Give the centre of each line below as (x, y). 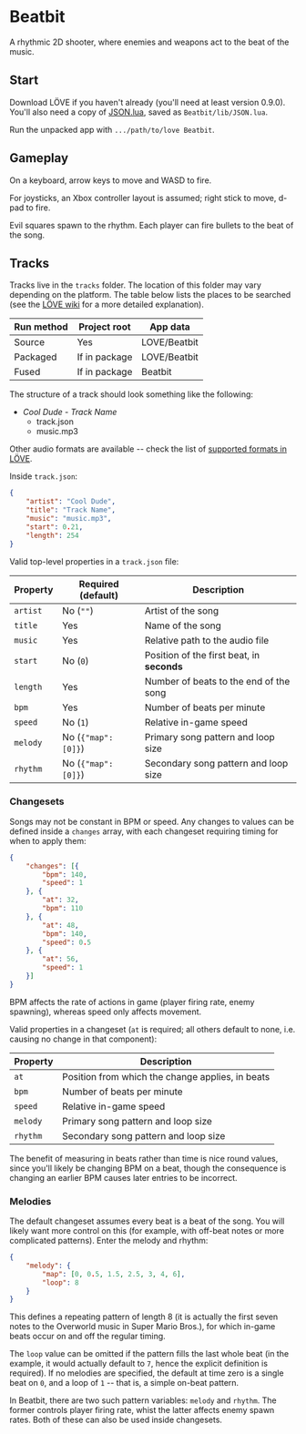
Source (30, 342)
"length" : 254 (52, 535)
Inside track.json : (44, 476)
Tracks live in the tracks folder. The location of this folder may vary (136, 285)
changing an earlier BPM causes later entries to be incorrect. (124, 1177)
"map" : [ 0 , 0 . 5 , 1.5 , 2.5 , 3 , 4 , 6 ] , (114, 1274)
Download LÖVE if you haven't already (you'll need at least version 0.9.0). (148, 102)
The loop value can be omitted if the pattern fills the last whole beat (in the (149, 1354)
